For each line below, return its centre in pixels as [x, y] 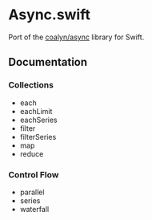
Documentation [48, 62]
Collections [31, 85]
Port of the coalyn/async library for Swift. [76, 37]
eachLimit [36, 111]
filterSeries [38, 136]
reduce [32, 153]
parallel [32, 192]
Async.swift [49, 15]
